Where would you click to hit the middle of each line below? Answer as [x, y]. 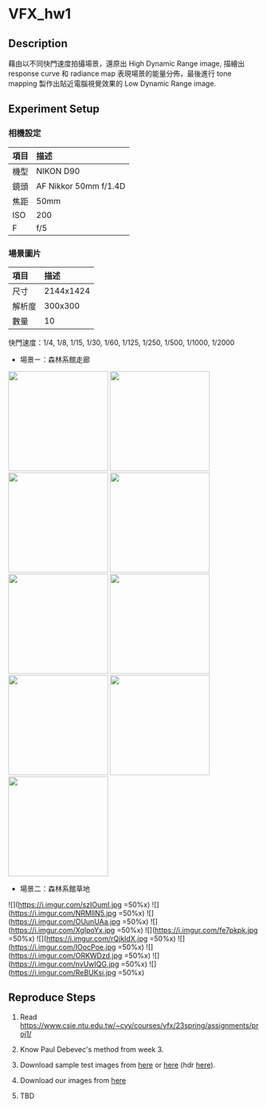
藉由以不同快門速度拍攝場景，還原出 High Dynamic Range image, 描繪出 [127, 63]
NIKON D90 [58, 171]
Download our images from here [73, 1080]
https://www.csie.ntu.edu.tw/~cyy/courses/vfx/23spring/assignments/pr [139, 1025]
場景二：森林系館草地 [55, 888]
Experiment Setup [54, 109]
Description [38, 44]
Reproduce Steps [52, 998]
